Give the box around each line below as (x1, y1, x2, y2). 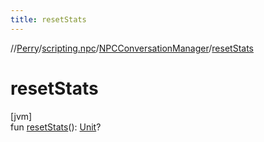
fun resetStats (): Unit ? (10, 121, 102, 133)
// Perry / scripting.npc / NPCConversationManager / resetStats (10, 42, 254, 54)
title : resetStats (10, 14, 87, 25)
